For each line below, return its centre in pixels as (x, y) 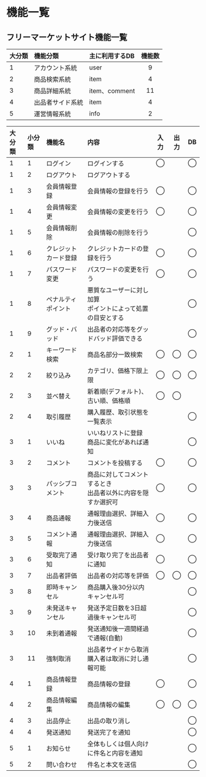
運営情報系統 (53, 114)
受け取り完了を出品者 (118, 555)
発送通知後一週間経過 (118, 629)
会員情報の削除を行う (118, 232)
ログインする (106, 163)
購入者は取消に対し (115, 659)
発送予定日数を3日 (114, 608)
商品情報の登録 (109, 684)
